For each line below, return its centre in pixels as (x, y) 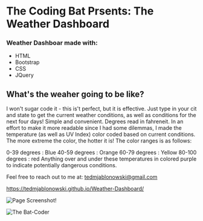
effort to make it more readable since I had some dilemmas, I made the (94, 128)
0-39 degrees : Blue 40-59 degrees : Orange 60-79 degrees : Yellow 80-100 (101, 153)
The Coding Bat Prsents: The (80, 11)
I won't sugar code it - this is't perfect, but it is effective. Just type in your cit (101, 109)
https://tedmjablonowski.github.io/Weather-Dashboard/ (75, 189)
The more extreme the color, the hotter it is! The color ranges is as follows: (99, 141)
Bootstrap (27, 62)
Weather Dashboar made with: (52, 43)
